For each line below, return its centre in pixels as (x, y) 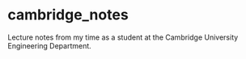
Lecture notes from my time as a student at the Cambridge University (123, 37)
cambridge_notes (68, 15)
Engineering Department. (50, 45)
